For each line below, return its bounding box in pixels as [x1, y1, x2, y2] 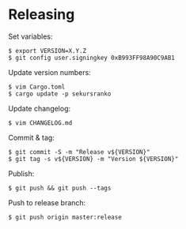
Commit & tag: [8, 133, 55, 142]
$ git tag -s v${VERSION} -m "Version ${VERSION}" [8, 155, 179, 163]
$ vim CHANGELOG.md [8, 118, 73, 127]
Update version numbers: [8, 67, 91, 77]
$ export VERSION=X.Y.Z [8, 47, 87, 54]
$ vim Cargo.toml [8, 83, 66, 91]
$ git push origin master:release [8, 213, 123, 221]
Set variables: [8, 32, 53, 41]
